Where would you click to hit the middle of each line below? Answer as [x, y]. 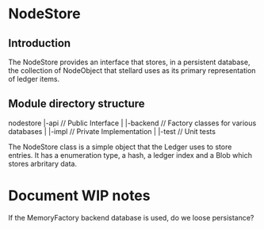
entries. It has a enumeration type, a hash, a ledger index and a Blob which [130, 155]
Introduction [40, 43]
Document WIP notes [79, 196]
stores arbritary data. [43, 163]
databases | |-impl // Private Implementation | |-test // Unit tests [112, 131]
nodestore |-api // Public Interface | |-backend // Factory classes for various [132, 123]
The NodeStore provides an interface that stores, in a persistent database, [129, 62]
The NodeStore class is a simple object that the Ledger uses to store [120, 147]
